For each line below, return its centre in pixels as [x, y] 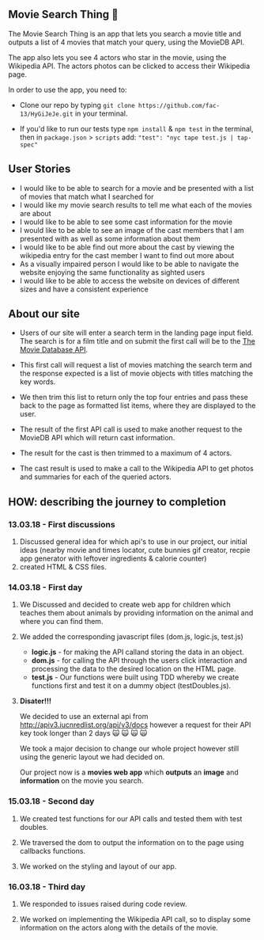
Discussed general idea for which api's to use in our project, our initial [133, 542]
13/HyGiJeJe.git [46, 114]
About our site [44, 314]
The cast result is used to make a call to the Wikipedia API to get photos [137, 469]
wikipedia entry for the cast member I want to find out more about [127, 255]
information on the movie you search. [81, 781]
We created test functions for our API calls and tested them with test [131, 818]
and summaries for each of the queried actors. [95, 477]
